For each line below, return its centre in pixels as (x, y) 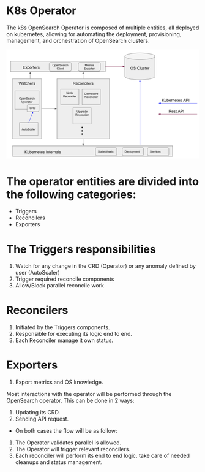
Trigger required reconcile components (65, 279)
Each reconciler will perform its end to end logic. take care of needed (102, 456)
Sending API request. (42, 419)
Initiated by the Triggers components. (62, 327)
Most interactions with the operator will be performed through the (89, 394)
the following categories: (71, 194)
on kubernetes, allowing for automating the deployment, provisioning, (94, 34)
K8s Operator (41, 11)
